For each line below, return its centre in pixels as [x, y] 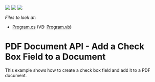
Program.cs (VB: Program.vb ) [42, 27]
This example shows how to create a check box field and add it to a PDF [78, 70]
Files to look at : [21, 17]
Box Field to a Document [55, 57]
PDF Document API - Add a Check [75, 47]
